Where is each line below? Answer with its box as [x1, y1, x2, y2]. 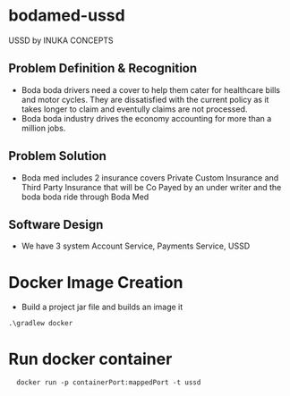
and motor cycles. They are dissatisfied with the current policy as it [21, 94, 269, 105]
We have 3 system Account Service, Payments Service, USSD [21, 240, 251, 251]
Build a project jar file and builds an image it [21, 301, 183, 313]
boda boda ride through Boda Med [21, 191, 149, 202]
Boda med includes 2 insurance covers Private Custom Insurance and [21, 172, 279, 183]
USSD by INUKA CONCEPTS [8, 35, 114, 46]
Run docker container [8, 349, 173, 369]
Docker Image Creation [8, 272, 183, 292]
